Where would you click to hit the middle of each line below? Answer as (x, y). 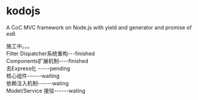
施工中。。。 (19, 46)
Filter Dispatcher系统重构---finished (51, 53)
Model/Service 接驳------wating (46, 90)
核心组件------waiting (33, 76)
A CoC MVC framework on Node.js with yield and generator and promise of (99, 27)
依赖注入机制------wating (37, 83)
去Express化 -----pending (38, 68)
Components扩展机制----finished (47, 61)
